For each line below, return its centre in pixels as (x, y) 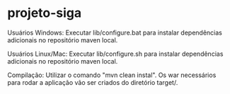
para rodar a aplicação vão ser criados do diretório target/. (93, 82)
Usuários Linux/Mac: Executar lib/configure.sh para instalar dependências (115, 54)
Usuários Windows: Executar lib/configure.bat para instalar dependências (115, 33)
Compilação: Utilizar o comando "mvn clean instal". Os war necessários (112, 75)
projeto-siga (45, 13)
